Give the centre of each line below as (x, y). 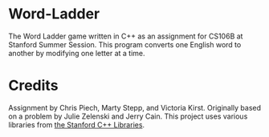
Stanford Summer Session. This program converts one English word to (125, 44)
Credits (33, 86)
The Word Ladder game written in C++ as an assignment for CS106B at (126, 36)
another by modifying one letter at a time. (77, 53)
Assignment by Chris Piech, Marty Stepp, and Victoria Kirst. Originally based (135, 107)
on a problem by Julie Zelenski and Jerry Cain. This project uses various (128, 116)
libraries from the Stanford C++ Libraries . (77, 124)
